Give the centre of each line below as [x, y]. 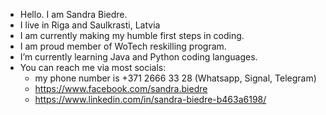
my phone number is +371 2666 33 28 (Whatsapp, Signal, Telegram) [175, 78]
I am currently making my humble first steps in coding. [132, 35]
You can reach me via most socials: [93, 67]
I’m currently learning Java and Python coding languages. [138, 57]
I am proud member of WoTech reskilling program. [123, 46]
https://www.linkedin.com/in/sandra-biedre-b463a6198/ [150, 99]
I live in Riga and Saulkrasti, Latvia [90, 25]
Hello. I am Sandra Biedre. [73, 14]
